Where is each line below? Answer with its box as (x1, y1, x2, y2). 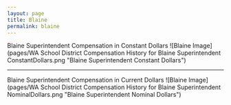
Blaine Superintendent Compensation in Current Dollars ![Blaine (7, 76, 188, 84)
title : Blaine (7, 16, 48, 23)
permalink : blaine (7, 23, 60, 30)
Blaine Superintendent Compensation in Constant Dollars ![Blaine (7, 42, 191, 50)
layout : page (7, 10, 45, 17)
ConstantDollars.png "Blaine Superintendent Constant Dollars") (7, 56, 187, 65)
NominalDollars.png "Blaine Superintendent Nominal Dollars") (7, 91, 181, 99)
